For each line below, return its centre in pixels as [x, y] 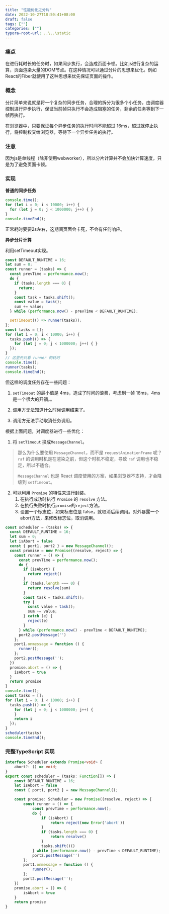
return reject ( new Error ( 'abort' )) [87, 822]
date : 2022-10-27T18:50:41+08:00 [40, 15]
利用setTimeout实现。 [28, 250]
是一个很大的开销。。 [33, 399]
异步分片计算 [18, 240]
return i [23, 719]
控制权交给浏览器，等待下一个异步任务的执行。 [67, 132]
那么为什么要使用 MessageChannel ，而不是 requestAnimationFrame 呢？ [90, 452]
